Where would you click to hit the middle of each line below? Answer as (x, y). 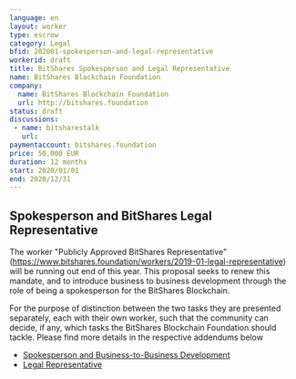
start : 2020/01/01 (44, 170)
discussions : (34, 119)
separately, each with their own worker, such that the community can (139, 318)
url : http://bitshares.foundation (83, 102)
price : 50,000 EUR (44, 153)
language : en (34, 18)
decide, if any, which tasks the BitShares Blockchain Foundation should (143, 328)
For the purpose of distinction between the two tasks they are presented (145, 308)
